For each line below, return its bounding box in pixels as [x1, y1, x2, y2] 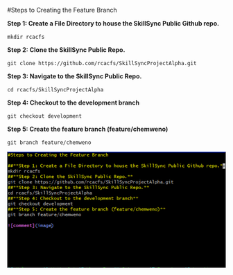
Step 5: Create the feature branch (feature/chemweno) [7, 125, 169, 133]
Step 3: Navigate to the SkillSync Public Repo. [7, 72, 142, 80]
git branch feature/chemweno [7, 139, 92, 146]
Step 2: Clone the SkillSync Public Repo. [7, 46, 126, 54]
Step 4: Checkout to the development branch [7, 98, 140, 107]
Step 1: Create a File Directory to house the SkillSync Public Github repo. [7, 19, 220, 27]
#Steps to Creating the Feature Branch [7, 6, 117, 14]
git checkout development [7, 113, 82, 120]
